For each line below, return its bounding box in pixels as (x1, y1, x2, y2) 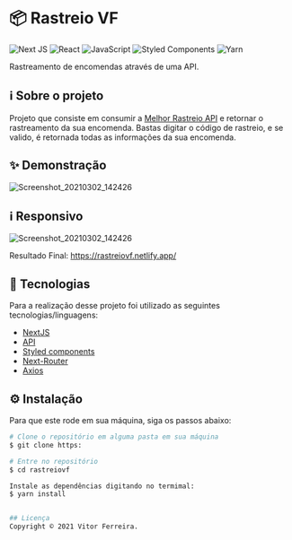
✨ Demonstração (9, 158, 107, 173)
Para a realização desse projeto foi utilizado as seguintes (9, 300, 220, 311)
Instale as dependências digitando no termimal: (9, 482, 195, 491)
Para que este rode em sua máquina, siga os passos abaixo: (9, 415, 232, 425)
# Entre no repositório (9, 457, 99, 466)
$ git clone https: (9, 440, 83, 449)
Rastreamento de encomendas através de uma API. (9, 61, 199, 72)
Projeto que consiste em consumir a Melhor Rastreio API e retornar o (9, 112, 263, 123)
